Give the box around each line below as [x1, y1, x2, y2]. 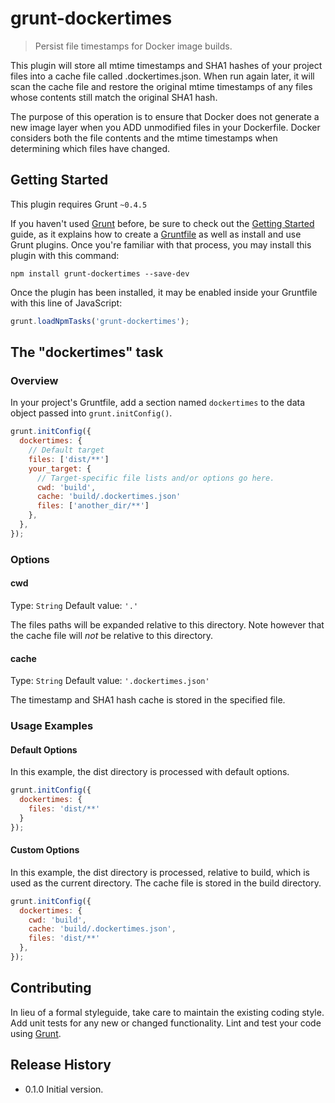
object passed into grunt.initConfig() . [10, 407, 173, 419]
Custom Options [10, 844, 80, 856]
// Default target [28, 445, 105, 456]
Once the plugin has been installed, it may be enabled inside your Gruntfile [10, 286, 318, 298]
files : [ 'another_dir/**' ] [36, 501, 150, 511]
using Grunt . [10, 1027, 62, 1039]
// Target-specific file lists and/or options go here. [36, 473, 275, 483]
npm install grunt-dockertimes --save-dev [10, 268, 190, 279]
